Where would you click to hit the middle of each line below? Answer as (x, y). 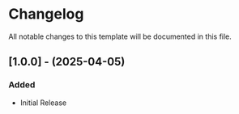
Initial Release (43, 103)
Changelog (46, 14)
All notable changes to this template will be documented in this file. (120, 36)
